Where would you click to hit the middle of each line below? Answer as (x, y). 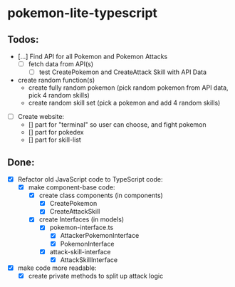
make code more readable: (57, 268)
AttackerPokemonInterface (100, 236)
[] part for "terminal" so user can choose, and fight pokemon (117, 125)
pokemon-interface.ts (82, 228)
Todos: (23, 40)
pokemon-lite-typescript (83, 13)
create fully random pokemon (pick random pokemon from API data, (129, 88)
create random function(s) (56, 80)
